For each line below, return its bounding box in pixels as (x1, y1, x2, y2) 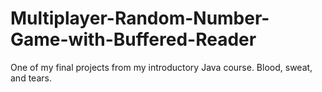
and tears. (10, 72, 52, 84)
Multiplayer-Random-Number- (10, 7, 270, 30)
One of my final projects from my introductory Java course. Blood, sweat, (10, 61, 313, 73)
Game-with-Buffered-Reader (10, 28, 257, 51)
